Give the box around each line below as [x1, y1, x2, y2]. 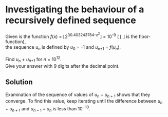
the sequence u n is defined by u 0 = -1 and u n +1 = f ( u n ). [5, 44, 121, 52]
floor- [138, 33, 151, 40]
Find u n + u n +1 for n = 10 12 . [5, 55, 62, 64]
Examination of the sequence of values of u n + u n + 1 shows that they [5, 91, 151, 99]
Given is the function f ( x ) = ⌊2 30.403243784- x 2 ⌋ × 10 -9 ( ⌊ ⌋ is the [5, 31, 138, 40]
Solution [5, 78, 33, 87]
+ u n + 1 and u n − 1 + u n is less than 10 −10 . [5, 105, 91, 113]
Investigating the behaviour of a [5, 4, 144, 15]
